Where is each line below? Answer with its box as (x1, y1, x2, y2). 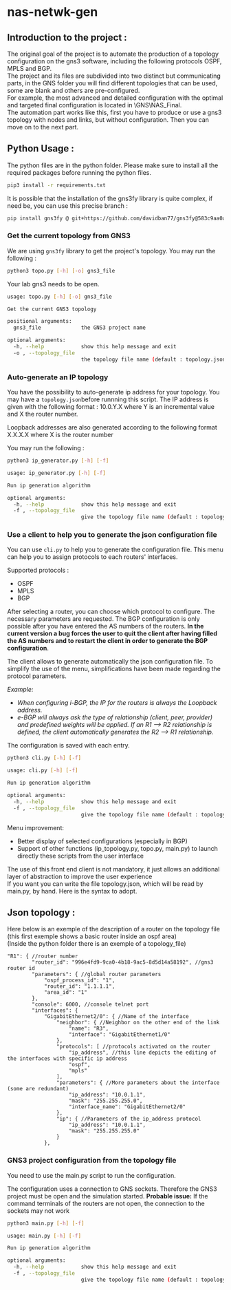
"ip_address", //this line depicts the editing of (68, 1049, 217, 1057)
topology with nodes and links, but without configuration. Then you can (7, 116, 210, 124)
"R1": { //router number (7, 953, 78, 960)
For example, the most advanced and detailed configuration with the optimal (7, 94, 223, 102)
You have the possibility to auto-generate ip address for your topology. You (7, 388, 220, 396)
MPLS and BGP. (7, 65, 52, 72)
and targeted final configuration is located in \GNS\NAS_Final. (7, 101, 182, 109)
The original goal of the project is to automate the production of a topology (7, 50, 219, 58)
